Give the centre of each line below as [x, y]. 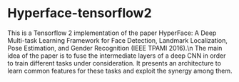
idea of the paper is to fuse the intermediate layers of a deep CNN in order [117, 56]
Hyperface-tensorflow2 [80, 13]
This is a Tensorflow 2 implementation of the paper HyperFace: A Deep [112, 33]
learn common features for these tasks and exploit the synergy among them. [120, 71]
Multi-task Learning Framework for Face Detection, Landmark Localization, [118, 40]
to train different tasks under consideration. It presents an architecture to [114, 63]
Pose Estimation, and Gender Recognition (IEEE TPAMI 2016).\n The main [115, 48]
